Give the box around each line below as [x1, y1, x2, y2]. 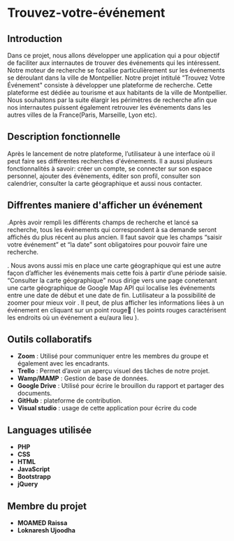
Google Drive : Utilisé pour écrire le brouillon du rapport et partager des [17, 382, 225, 390]
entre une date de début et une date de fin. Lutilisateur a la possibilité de [7, 291, 216, 299]
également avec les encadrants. [17, 359, 110, 368]
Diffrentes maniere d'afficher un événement [7, 199, 203, 211]
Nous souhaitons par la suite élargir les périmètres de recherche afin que [7, 96, 218, 104]
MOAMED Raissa [17, 519, 68, 527]
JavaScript [17, 465, 50, 473]
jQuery [17, 480, 38, 489]
